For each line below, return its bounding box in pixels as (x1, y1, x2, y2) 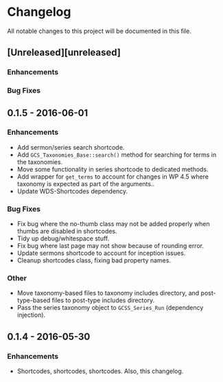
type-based (16, 296, 51, 304)
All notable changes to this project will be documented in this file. (7, 27, 192, 35)
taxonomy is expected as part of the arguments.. (16, 179, 155, 188)
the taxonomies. (16, 157, 63, 166)
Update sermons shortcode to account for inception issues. (16, 249, 186, 258)
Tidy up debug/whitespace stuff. (16, 234, 110, 243)
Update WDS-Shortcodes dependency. (16, 187, 128, 195)
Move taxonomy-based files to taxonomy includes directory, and (16, 289, 200, 297)
